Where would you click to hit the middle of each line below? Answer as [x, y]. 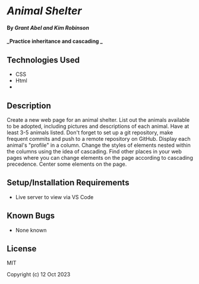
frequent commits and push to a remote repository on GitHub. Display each [99, 139]
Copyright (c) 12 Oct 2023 [39, 274]
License [22, 249]
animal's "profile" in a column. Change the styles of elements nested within [99, 145]
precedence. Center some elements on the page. [67, 164]
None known [31, 230]
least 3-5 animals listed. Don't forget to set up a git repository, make [90, 132]
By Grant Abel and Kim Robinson [48, 27]
